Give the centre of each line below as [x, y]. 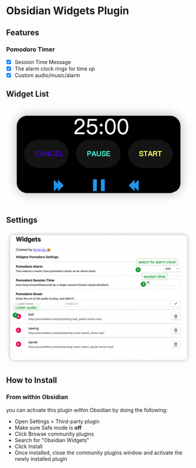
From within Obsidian [37, 397]
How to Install [32, 380]
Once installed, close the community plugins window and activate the [99, 452]
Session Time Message [43, 62]
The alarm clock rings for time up [55, 68]
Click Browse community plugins [54, 434]
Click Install [28, 446]
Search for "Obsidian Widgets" [52, 440]
